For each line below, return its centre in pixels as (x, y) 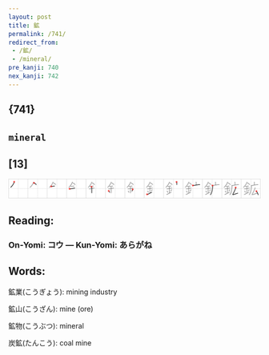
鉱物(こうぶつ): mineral (46, 325)
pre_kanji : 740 (34, 68)
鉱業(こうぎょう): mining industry (63, 292)
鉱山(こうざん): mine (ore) (51, 309)
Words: (27, 271)
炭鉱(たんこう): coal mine (50, 343)
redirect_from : (34, 42)
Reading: (31, 221)
